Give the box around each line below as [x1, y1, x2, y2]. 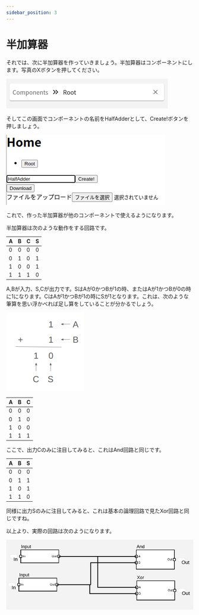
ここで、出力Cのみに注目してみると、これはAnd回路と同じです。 [6, 446, 165, 453]
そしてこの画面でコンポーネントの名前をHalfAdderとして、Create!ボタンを [6, 115, 189, 122]
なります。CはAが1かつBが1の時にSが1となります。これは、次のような [18, 293, 189, 300]
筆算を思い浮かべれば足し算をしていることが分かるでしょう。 [6, 300, 157, 307]
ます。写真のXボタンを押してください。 [6, 66, 103, 73]
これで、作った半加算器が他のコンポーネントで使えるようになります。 [6, 212, 177, 219]
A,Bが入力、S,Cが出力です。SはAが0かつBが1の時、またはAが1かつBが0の [6, 285, 186, 292]
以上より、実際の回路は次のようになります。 [6, 527, 115, 535]
